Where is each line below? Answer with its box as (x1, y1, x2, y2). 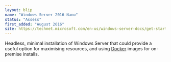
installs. (22, 51, 39, 57)
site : (5, 26, 16, 32)
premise (5, 51, 22, 57)
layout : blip (5, 7, 33, 13)
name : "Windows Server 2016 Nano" (5, 12, 79, 17)
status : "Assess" (5, 17, 42, 22)
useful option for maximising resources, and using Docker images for (5, 46, 150, 52)
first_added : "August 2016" (5, 21, 65, 27)
